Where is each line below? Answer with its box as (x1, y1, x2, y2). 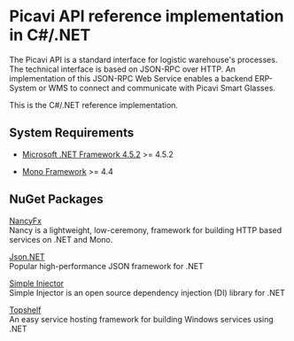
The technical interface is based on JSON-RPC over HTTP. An (9, 64, 236, 74)
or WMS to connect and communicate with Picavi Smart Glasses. (38, 82, 276, 93)
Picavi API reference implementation (9, 6, 284, 27)
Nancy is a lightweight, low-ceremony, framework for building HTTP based (9, 224, 282, 236)
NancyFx (9, 215, 43, 226)
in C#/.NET (9, 25, 91, 45)
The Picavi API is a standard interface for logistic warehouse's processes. (9, 54, 278, 65)
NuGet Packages (9, 192, 104, 207)
